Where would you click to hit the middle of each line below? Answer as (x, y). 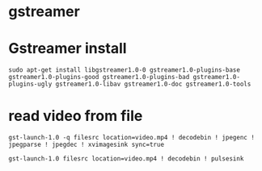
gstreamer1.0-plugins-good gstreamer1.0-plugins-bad (99, 77)
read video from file (76, 116)
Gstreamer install (68, 49)
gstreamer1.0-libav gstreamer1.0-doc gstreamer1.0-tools (153, 84)
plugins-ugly (30, 84)
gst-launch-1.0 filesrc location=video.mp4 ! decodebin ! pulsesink (126, 159)
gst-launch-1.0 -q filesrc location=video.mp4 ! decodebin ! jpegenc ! (131, 138)
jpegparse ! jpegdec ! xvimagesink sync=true (86, 145)
